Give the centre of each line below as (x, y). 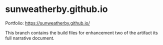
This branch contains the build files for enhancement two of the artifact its (82, 32)
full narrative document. (30, 38)
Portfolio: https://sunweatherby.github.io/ (47, 23)
